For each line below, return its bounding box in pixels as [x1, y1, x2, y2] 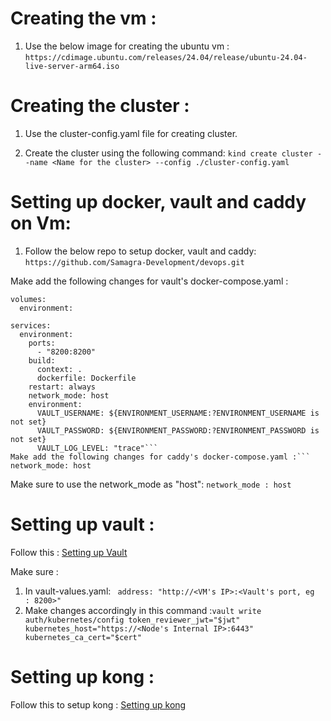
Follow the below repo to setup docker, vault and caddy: [24, 245, 257, 257]
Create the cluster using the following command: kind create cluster [24, 147, 313, 159]
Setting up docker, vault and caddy [10, 191, 307, 214]
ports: [28, 338, 56, 348]
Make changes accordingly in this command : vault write [24, 604, 262, 616]
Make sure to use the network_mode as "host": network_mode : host [10, 478, 292, 490]
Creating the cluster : [10, 95, 190, 117]
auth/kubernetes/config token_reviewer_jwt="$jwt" [24, 615, 241, 625]
